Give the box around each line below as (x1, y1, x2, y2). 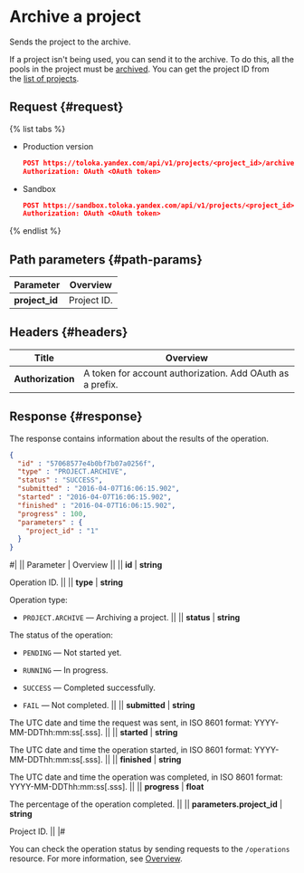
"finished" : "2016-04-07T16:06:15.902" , (17, 501, 176, 510)
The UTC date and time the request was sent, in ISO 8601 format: (9, 717, 252, 728)
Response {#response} (9, 409, 143, 425)
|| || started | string (104, 727, 178, 738)
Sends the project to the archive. (9, 36, 131, 47)
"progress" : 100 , (17, 509, 88, 518)
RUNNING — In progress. (22, 665, 109, 676)
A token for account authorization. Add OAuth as (82, 367, 290, 379)
